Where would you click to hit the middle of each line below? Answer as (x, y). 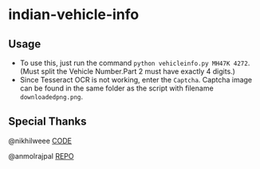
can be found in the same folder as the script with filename (116, 88)
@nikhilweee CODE (40, 140)
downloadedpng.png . (51, 96)
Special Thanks (47, 122)
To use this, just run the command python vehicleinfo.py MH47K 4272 (134, 63)
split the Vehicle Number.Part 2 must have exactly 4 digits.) (138, 71)
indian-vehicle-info (74, 15)
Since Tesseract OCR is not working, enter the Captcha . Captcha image (136, 80)
